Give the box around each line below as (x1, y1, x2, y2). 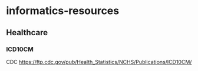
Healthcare (6, 28, 48, 38)
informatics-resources (6, 4, 120, 18)
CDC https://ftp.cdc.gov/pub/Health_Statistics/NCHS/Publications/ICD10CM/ (6, 58, 192, 65)
